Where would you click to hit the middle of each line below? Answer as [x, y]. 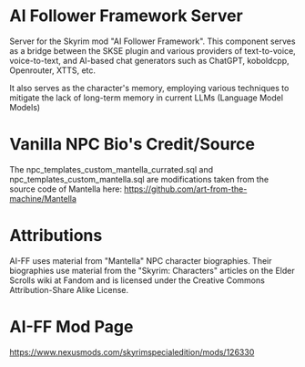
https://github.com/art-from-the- [186, 189]
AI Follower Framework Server [126, 16]
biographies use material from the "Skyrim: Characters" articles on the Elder [152, 270]
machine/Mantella [43, 198]
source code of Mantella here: [66, 189]
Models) [25, 107]
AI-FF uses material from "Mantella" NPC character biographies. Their [141, 260]
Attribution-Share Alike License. [69, 289]
